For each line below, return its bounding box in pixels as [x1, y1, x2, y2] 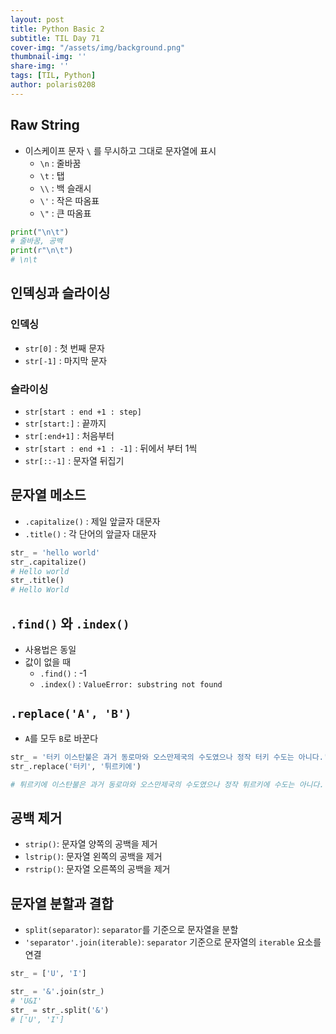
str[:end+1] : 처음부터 [24, 430, 115, 442]
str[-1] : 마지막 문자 [24, 354, 108, 366]
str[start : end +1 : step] [24, 407, 142, 418]
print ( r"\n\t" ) [10, 246, 74, 256]
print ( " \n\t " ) [10, 227, 70, 237]
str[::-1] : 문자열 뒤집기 [24, 455, 125, 467]
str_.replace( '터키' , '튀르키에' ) [10, 761, 142, 771]
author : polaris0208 [10, 80, 97, 90]
